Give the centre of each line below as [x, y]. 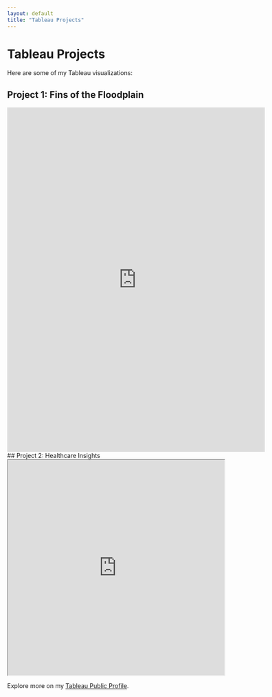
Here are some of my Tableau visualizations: [70, 73]
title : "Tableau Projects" [46, 20]
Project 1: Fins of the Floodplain [76, 95]
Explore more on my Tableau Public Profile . [68, 686]
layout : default [30, 13]
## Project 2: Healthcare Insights [54, 456]
